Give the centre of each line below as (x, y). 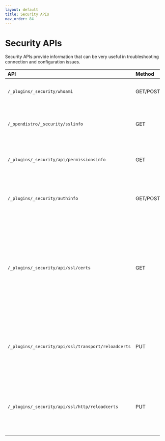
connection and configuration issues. (43, 62)
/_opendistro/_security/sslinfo (45, 124)
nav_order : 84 (20, 19)
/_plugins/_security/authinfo (43, 199)
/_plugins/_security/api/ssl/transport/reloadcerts (69, 347)
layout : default (22, 10)
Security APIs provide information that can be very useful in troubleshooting (82, 57)
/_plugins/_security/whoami (40, 92)
